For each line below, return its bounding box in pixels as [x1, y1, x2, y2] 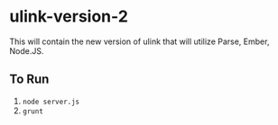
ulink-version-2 [9, 6, 129, 27]
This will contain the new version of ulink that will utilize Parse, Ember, [9, 36, 270, 47]
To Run [9, 72, 50, 87]
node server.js [22, 97, 80, 106]
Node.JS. [9, 45, 44, 56]
